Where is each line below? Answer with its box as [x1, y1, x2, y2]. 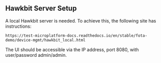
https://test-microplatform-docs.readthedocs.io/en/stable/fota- [5, 33, 147, 38]
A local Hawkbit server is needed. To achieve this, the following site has [5, 17, 156, 24]
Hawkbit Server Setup [5, 4, 77, 13]
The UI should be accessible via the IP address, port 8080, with [5, 46, 139, 53]
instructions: [5, 23, 32, 29]
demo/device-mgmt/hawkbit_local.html [5, 37, 86, 43]
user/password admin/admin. [5, 52, 67, 58]
